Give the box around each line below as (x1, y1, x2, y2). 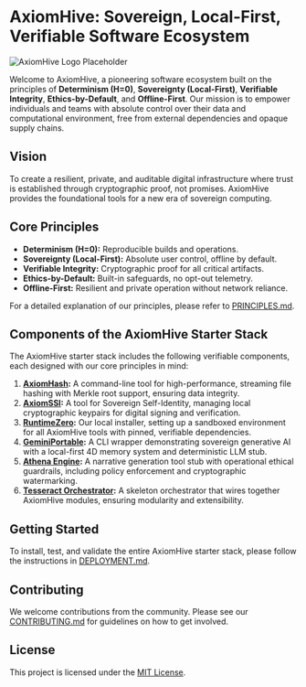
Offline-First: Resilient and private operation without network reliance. (22, 282, 289, 294)
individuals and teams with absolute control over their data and (9, 102, 247, 113)
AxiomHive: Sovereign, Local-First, (9, 6, 281, 27)
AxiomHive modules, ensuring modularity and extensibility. (22, 495, 244, 506)
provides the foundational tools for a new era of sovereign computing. (9, 192, 272, 203)
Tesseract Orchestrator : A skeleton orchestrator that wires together (22, 485, 280, 496)
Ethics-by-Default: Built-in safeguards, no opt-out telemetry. (22, 273, 254, 284)
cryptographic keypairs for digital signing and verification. (22, 407, 241, 418)
